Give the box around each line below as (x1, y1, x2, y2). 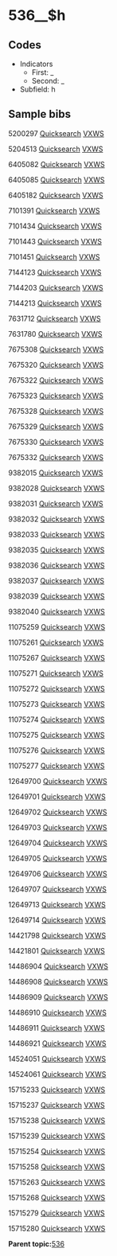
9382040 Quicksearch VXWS (8, 607, 106, 616)
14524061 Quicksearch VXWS (8, 1069, 107, 1079)
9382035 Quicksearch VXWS (8, 544, 105, 555)
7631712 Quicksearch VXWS (8, 314, 101, 323)
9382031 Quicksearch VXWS (8, 498, 103, 508)
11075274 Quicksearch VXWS (8, 715, 105, 724)
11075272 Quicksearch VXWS (8, 684, 105, 693)
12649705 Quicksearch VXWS (8, 853, 107, 863)
